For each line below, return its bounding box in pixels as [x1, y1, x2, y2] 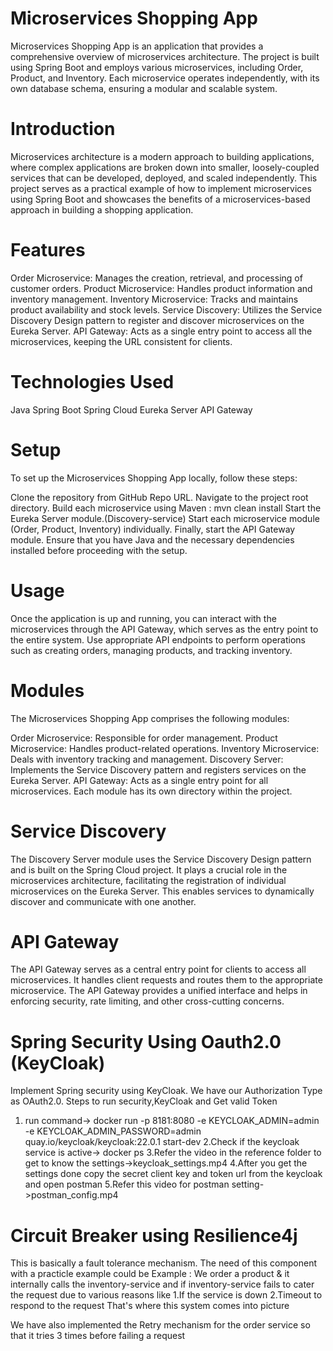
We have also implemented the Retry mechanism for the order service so [10, 1319, 311, 1331]
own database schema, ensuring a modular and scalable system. [10, 82, 278, 94]
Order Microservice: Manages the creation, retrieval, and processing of [10, 272, 303, 284]
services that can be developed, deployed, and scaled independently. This [10, 172, 318, 184]
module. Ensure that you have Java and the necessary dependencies [10, 533, 295, 546]
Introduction [10, 118, 116, 141]
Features [10, 239, 86, 262]
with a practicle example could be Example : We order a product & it [10, 1268, 290, 1280]
